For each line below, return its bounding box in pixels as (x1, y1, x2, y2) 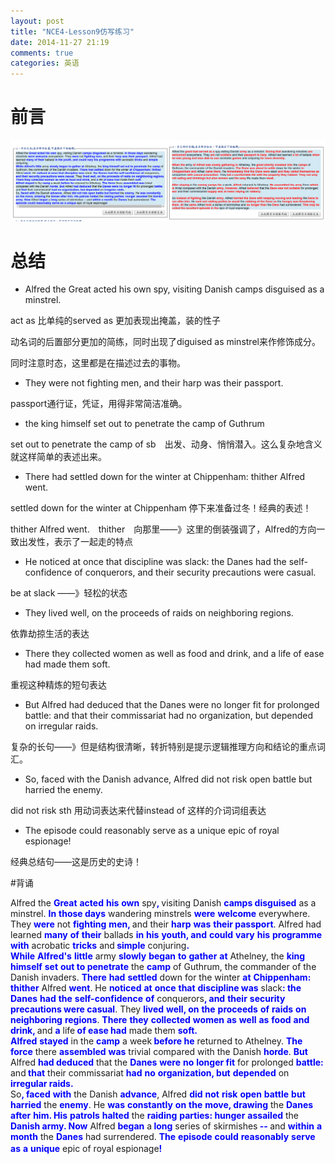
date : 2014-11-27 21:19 (10, 37, 110, 47)
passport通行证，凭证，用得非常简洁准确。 (10, 398, 188, 410)
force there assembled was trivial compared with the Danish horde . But (10, 1046, 308, 1058)
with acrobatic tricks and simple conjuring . (10, 940, 190, 952)
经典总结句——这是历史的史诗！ (10, 856, 142, 868)
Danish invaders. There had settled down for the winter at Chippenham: (10, 971, 312, 984)
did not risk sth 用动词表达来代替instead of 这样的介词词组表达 (10, 805, 267, 817)
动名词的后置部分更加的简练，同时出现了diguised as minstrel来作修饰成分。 (10, 336, 321, 348)
